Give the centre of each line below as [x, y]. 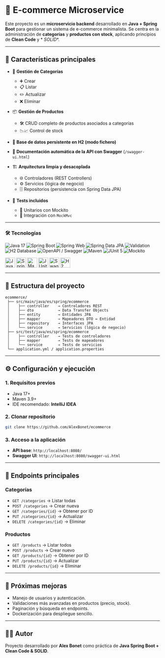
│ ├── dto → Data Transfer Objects [58, 310]
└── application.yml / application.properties [56, 349]
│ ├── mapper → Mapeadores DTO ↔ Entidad [61, 319]
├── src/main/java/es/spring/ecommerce [48, 302]
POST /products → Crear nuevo [43, 550]
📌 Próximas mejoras [36, 586]
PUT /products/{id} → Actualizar [45, 561]
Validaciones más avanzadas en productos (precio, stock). [71, 603]
